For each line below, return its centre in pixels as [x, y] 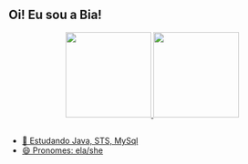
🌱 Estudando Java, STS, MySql [80, 141]
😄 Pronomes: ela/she [62, 150]
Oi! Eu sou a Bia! [55, 15]
